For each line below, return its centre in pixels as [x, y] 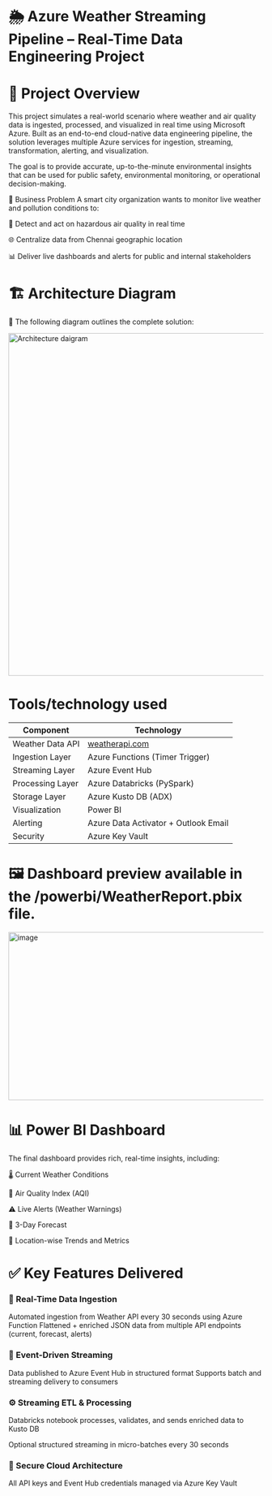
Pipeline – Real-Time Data [96, 39]
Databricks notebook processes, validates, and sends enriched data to [126, 1420]
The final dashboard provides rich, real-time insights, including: [114, 1158]
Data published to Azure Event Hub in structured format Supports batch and [135, 1373]
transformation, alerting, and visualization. [79, 151]
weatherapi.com [119, 744]
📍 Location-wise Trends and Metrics [69, 1240]
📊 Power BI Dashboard [87, 1130]
